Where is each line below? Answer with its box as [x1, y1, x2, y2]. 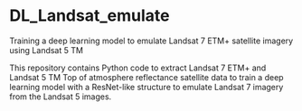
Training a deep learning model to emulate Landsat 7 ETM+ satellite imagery [9, 35, 294, 46]
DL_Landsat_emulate [9, 5, 170, 26]
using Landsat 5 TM [9, 44, 84, 55]
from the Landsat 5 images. [9, 91, 112, 102]
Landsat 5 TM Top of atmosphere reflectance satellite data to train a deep [9, 71, 284, 82]
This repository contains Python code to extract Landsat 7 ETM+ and [9, 62, 267, 73]
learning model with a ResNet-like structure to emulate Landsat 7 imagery [9, 81, 284, 92]
